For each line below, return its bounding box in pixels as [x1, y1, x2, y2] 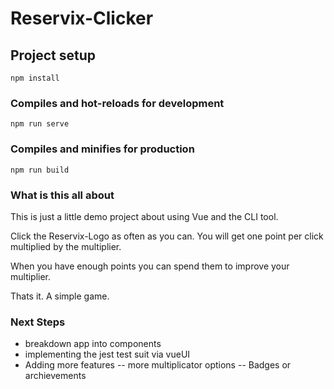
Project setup [10, 47, 97, 64]
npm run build [10, 165, 70, 175]
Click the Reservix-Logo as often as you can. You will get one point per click [10, 230, 324, 242]
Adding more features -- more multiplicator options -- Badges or [24, 359, 292, 371]
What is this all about [10, 188, 115, 202]
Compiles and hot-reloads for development [10, 96, 225, 110]
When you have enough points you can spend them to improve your [10, 260, 290, 272]
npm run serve [10, 119, 70, 129]
